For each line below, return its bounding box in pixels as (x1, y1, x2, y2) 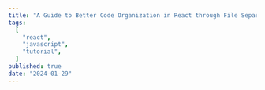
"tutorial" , (22, 48, 62, 56)
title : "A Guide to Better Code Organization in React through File (8, 11, 238, 20)
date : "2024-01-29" (8, 70, 73, 77)
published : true (8, 63, 62, 70)
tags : (8, 19, 26, 27)
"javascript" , (22, 41, 69, 49)
